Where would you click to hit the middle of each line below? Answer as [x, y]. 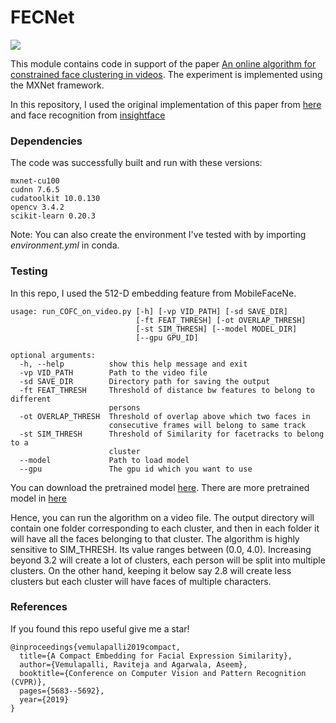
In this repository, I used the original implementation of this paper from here [166, 104]
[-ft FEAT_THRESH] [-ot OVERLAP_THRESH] [221, 320]
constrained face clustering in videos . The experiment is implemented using [166, 74]
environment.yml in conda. [65, 245]
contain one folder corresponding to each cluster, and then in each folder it [165, 528]
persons [124, 407]
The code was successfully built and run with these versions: [136, 163]
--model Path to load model [104, 460]
